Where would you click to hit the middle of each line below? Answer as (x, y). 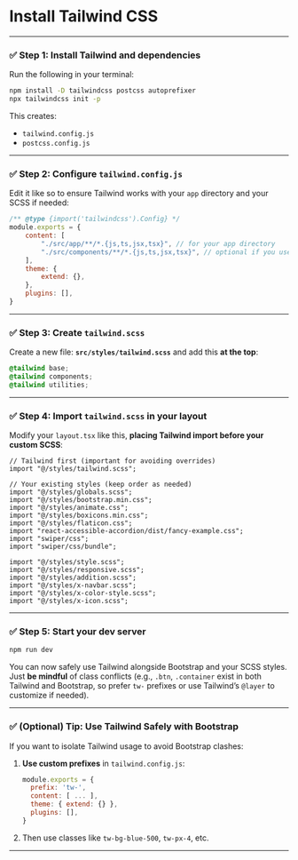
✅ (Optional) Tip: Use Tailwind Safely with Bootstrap (124, 727)
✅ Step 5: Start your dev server (78, 632)
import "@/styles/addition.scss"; (73, 578)
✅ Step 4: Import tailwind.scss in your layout (108, 416)
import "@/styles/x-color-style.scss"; (83, 593)
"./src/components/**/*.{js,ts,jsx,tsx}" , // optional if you (158, 252)
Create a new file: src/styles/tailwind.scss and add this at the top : (134, 352)
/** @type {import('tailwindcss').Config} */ (94, 219)
